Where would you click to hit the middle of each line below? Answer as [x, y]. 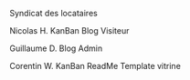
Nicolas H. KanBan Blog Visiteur [69, 30]
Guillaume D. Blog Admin [56, 48]
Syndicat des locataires [53, 13]
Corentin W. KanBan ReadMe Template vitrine [95, 66]
